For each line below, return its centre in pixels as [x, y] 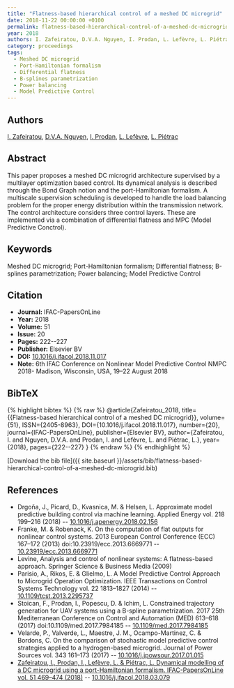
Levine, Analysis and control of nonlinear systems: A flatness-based [115, 559]
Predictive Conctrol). [37, 227]
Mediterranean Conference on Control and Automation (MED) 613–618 [118, 618]
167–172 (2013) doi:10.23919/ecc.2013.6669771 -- [88, 544]
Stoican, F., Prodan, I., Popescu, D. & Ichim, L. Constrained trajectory [116, 603]
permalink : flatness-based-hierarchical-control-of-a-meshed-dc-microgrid [118, 27]
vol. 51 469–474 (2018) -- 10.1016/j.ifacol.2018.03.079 [94, 677]
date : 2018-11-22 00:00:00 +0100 [56, 20]
